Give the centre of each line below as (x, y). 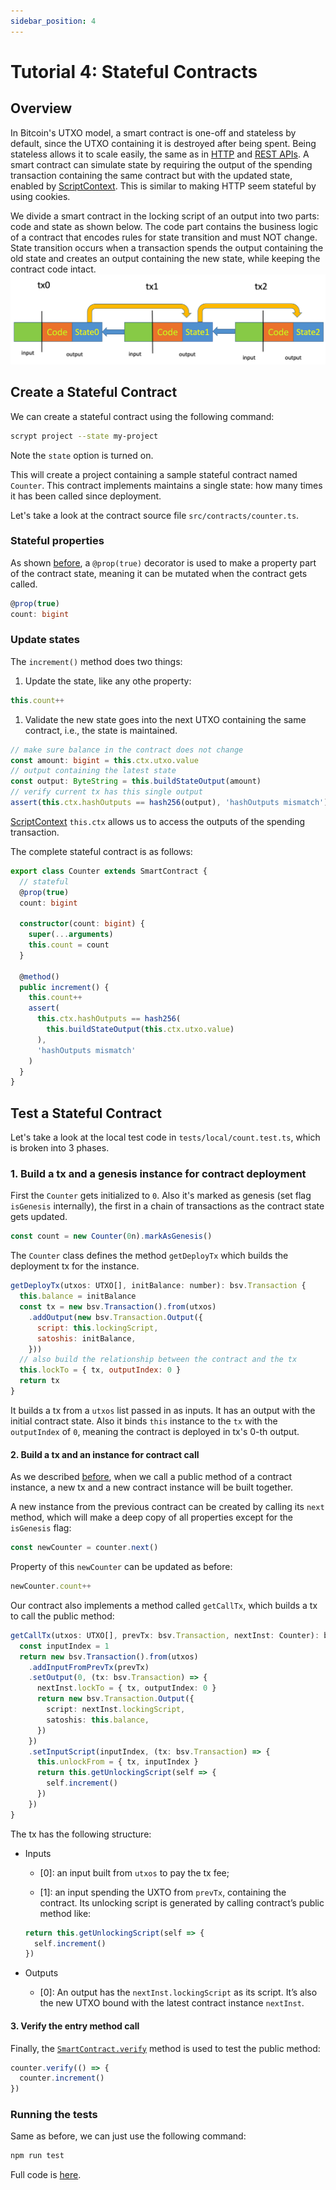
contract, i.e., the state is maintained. (101, 730)
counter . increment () (62, 2078)
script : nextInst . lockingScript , (116, 1710)
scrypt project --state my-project (84, 436)
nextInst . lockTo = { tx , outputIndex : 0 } (126, 1688)
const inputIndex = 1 (64, 1646)
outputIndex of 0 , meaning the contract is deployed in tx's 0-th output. (155, 1431)
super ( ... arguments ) (71, 935)
